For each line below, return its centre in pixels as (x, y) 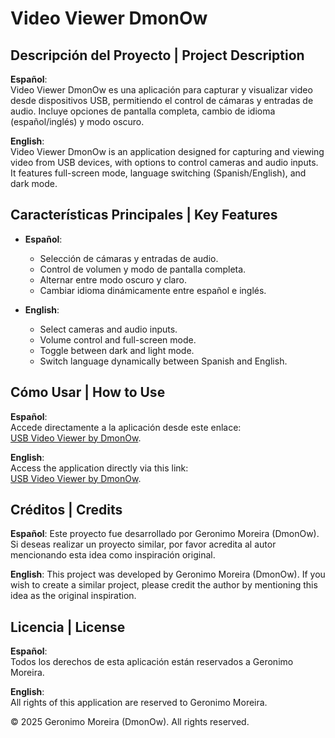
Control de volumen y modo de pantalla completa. (143, 269)
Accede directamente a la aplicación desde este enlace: (126, 427)
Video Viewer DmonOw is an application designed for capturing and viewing (167, 151)
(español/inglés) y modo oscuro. (77, 121)
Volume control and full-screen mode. (118, 339)
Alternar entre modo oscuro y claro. (113, 279)
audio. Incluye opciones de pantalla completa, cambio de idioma (143, 111)
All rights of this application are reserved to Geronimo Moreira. (139, 703)
